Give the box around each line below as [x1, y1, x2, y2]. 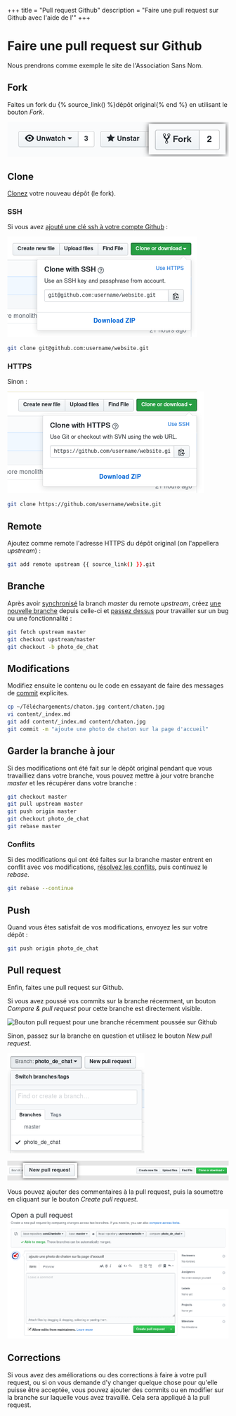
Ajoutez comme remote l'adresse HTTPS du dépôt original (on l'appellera [7, 539, 219, 548]
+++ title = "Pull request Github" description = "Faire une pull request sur [7, 6, 219, 14]
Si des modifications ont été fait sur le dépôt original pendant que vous [7, 764, 213, 772]
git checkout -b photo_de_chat [7, 643, 99, 650]
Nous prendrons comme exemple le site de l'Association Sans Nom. [7, 61, 204, 70]
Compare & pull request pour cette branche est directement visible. [7, 1004, 202, 1012]
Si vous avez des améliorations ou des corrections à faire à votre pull [7, 1370, 207, 1379]
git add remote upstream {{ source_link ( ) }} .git [7, 561, 156, 568]
